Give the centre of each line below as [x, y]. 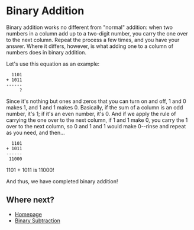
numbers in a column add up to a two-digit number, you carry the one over [97, 33]
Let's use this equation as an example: [53, 64]
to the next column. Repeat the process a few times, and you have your [93, 40]
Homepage [28, 214]
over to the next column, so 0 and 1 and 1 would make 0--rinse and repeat [96, 126]
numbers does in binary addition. [46, 52]
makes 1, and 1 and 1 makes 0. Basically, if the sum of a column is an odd [95, 107]
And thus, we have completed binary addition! [62, 181]
